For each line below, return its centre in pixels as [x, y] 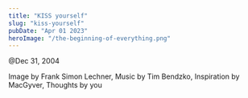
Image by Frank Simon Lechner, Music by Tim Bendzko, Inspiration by [124, 76]
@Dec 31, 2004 [34, 61]
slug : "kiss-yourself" [46, 23]
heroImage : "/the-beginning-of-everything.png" [90, 38]
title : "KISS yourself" [48, 16]
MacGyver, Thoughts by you [55, 85]
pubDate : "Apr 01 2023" [48, 31]
